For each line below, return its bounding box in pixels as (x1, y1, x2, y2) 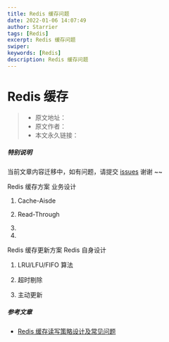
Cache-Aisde (17, 196, 56, 205)
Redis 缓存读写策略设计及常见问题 (17, 327, 116, 335)
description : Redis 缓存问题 (7, 56, 89, 63)
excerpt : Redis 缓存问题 (7, 37, 76, 44)
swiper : (7, 43, 30, 50)
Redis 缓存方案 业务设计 (7, 182, 77, 191)
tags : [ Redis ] (7, 30, 49, 37)
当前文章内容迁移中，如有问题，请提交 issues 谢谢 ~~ (7, 167, 163, 176)
